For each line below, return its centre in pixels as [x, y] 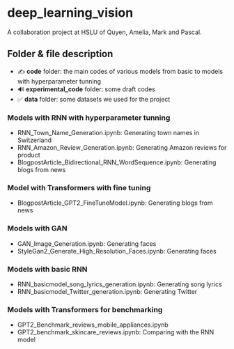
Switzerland [34, 140]
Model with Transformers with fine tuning [79, 187]
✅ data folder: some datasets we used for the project [94, 99]
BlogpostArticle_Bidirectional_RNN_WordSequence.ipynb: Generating [117, 162]
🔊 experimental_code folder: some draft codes [86, 89]
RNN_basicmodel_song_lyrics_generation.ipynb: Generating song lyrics [120, 284]
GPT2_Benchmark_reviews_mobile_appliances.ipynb [93, 325]
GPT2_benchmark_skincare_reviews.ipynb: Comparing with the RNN [116, 332]
